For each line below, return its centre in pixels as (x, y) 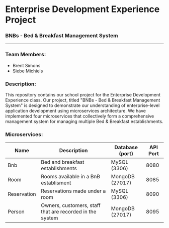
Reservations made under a (73, 191)
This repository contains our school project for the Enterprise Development (83, 95)
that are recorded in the (69, 212)
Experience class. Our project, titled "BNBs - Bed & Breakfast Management (83, 100)
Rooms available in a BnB (71, 177)
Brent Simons (26, 65)
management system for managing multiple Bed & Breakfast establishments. (84, 122)
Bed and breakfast (63, 162)
